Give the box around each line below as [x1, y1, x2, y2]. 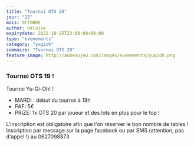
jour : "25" [6, 14, 33, 20]
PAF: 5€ [14, 102, 34, 109]
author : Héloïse [6, 25, 46, 31]
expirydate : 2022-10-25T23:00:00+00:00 [6, 31, 104, 36]
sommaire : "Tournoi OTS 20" [6, 47, 75, 53]
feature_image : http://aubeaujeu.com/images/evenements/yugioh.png [6, 52, 176, 58]
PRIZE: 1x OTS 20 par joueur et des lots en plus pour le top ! [14, 109, 160, 116]
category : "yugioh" [6, 42, 54, 48]
